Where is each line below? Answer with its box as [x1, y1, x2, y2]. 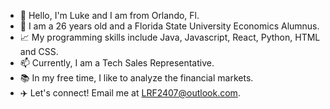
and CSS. [19, 46, 59, 57]
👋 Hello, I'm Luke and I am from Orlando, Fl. [19, 10, 200, 21]
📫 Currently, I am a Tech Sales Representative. [19, 57, 215, 69]
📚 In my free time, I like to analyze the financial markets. [19, 72, 254, 84]
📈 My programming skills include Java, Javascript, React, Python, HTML [19, 31, 321, 43]
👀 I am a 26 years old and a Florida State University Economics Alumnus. [19, 20, 320, 32]
